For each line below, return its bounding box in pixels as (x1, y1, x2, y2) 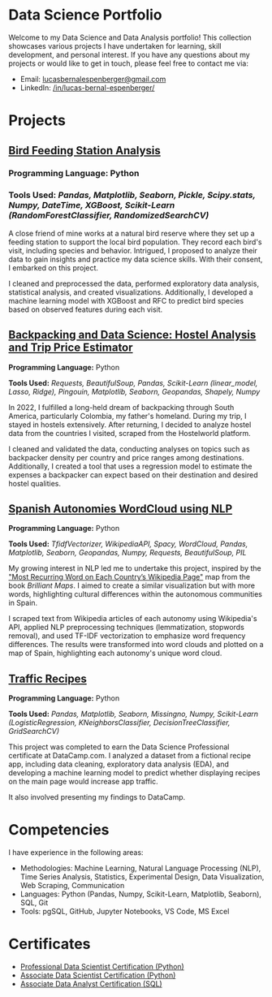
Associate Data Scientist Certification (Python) (19, 970, 176, 980)
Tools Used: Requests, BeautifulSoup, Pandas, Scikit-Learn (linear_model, (8, 378, 258, 387)
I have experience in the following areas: (8, 848, 144, 857)
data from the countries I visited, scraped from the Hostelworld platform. (8, 428, 252, 438)
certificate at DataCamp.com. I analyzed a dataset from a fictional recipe (8, 751, 252, 761)
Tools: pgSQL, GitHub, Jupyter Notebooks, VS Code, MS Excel (19, 907, 230, 917)
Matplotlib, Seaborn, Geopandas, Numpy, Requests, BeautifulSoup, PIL (8, 548, 247, 558)
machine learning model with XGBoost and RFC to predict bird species (8, 296, 244, 305)
